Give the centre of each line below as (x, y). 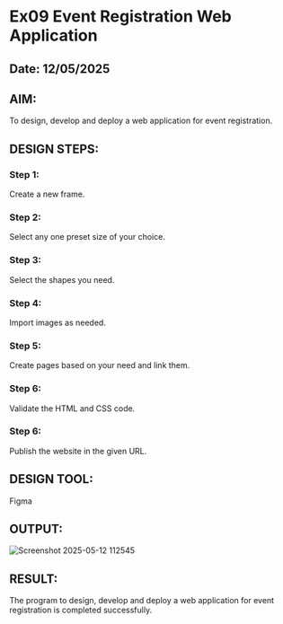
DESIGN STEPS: (54, 149)
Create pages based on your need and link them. (100, 365)
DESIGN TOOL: (51, 479)
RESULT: (34, 579)
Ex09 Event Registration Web (120, 17)
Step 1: (24, 174)
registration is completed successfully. (81, 610)
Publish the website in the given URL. (78, 451)
